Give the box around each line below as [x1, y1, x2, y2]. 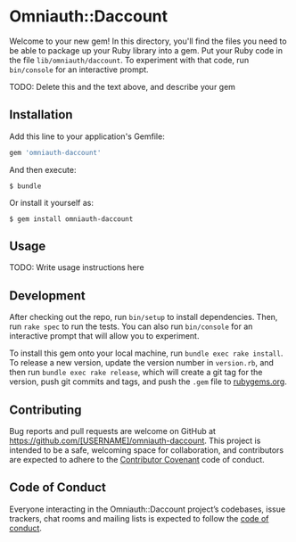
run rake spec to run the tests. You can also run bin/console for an [9, 321, 253, 332]
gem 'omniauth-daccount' [9, 148, 102, 157]
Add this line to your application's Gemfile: [9, 131, 165, 142]
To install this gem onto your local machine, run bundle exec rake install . [9, 348, 284, 358]
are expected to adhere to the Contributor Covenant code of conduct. [9, 455, 265, 465]
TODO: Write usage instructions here [9, 262, 144, 273]
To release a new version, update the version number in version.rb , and [9, 357, 275, 368]
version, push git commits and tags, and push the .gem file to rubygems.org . [9, 376, 288, 387]
